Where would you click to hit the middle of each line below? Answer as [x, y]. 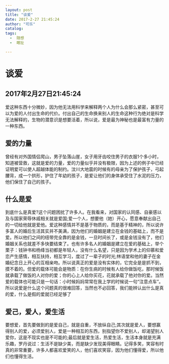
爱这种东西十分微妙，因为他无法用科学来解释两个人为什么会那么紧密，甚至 [82, 107]
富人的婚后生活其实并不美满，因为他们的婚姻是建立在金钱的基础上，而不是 [87, 231]
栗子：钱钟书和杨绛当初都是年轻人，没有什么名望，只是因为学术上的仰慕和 [82, 250]
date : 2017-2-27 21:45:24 [32, 19]
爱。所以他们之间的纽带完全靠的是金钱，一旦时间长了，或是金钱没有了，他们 [84, 237]
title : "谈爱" [19, 15]
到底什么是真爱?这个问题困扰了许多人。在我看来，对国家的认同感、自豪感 [81, 212]
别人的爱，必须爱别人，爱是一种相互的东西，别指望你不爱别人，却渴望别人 [87, 331]
